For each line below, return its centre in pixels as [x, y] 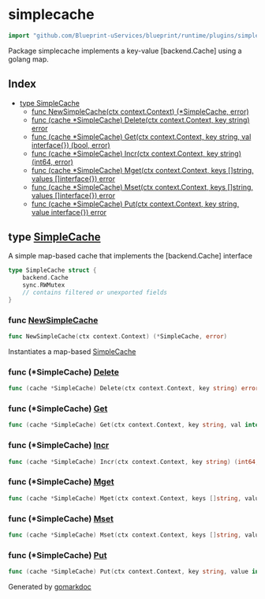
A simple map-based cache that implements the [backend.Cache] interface [130, 256]
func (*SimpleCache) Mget [61, 482]
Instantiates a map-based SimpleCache [72, 351]
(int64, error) [52, 162]
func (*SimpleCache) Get [58, 409]
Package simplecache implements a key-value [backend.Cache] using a [125, 51]
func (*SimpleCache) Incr [59, 446]
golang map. [28, 59]
